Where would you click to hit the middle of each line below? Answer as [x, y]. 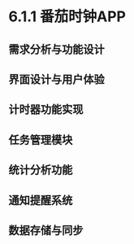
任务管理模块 [41, 139]
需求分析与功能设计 [56, 49]
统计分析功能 [41, 170]
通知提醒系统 [41, 200]
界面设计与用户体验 [56, 79]
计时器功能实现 [46, 109]
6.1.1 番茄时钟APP [67, 17]
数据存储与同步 [46, 230]
